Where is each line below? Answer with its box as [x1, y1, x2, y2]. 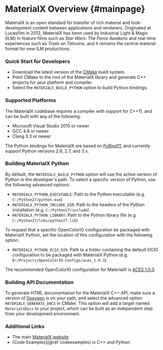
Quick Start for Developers [5, 58, 70, 65]
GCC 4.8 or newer [12, 128, 49, 134]
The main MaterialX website [12, 334, 69, 340]
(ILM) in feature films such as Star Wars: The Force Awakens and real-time [5, 35, 156, 41]
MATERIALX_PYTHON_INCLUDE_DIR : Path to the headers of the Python [12, 201, 145, 207]
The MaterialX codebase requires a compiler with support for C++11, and [5, 108, 152, 114]
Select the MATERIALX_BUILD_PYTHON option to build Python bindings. [12, 85, 148, 91]
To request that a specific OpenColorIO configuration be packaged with [5, 226, 150, 232]
